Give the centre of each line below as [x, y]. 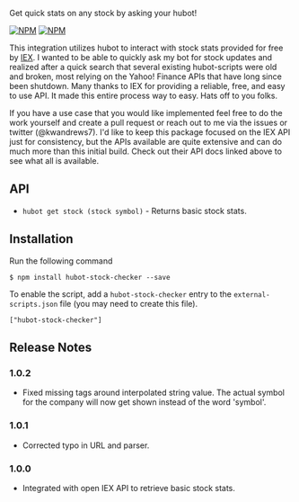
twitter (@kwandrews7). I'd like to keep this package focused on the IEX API [150, 132]
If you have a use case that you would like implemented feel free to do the [146, 113]
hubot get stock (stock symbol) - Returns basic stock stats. [134, 211]
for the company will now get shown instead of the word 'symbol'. [144, 402]
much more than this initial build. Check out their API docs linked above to [146, 151]
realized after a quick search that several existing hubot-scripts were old [143, 67]
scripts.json [34, 304]
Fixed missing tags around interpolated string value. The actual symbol [154, 393]
